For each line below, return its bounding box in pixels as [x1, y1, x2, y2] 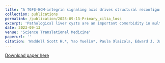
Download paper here [5, 52, 49, 58]
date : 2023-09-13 [5, 25, 41, 30]
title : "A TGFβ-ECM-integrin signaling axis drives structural [5, 7, 137, 12]
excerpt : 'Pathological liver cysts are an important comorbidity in [5, 21, 151, 26]
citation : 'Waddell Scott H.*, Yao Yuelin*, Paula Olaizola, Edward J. [5, 39, 155, 44]
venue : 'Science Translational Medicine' [5, 30, 91, 35]
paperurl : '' [5, 35, 32, 40]
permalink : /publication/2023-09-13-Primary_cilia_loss [5, 16, 122, 21]
